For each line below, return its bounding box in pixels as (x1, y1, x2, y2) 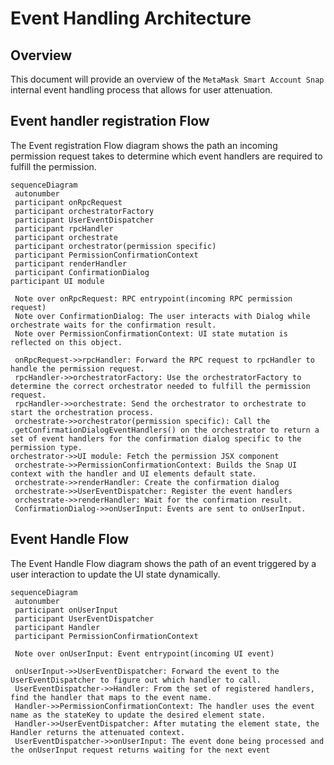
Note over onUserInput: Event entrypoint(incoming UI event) (14, 648, 275, 659)
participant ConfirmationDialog (14, 267, 150, 277)
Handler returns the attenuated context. (10, 727, 186, 737)
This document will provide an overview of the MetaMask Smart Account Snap (10, 73, 325, 85)
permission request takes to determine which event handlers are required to (10, 150, 323, 162)
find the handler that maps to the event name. (10, 692, 213, 702)
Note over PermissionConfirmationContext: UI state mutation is (14, 328, 288, 339)
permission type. (10, 442, 83, 452)
